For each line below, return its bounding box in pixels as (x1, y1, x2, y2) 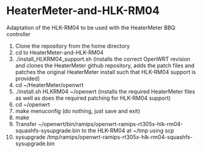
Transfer (15, 120, 37, 127)
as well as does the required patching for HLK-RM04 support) (15, 94, 171, 102)
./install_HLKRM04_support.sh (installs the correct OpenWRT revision (15, 55, 191, 62)
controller (6, 30, 31, 37)
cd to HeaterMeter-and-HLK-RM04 (15, 48, 104, 56)
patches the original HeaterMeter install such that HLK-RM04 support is (15, 68, 196, 75)
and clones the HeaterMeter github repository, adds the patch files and (15, 62, 195, 69)
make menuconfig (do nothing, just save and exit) (15, 107, 141, 114)
